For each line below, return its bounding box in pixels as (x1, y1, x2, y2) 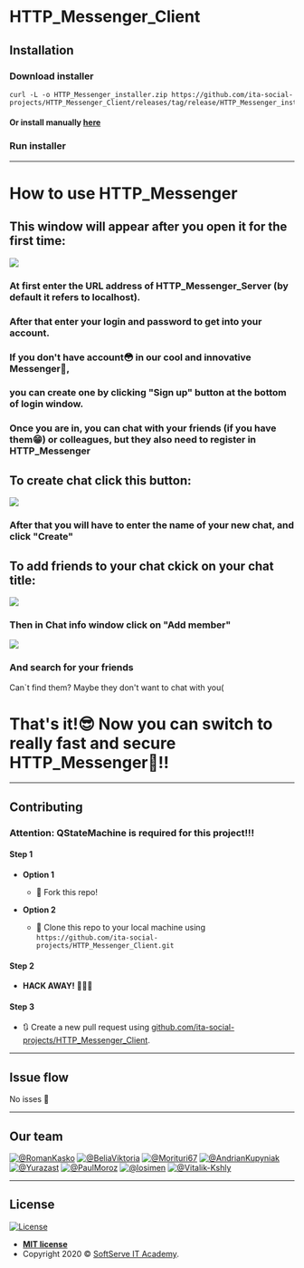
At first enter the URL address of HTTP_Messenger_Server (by (9, 279, 290, 292)
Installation (9, 43, 74, 58)
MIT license (22, 1238, 68, 1249)
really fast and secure (9, 733, 176, 754)
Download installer (9, 70, 94, 83)
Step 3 (9, 1000, 34, 1012)
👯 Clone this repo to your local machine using (35, 922, 206, 932)
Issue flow (9, 1069, 70, 1085)
